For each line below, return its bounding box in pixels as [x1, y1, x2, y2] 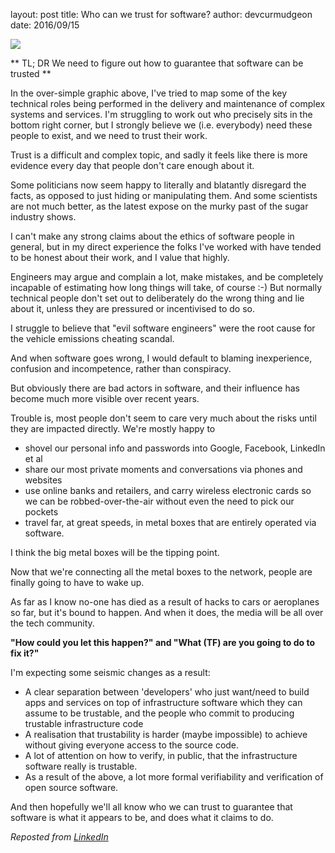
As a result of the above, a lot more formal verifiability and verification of [24, 771, 324, 783]
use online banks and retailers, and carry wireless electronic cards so [24, 485, 312, 496]
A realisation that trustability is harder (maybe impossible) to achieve [24, 729, 308, 740]
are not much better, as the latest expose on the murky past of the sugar [10, 200, 309, 212]
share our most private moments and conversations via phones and [24, 464, 303, 475]
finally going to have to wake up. [10, 577, 145, 588]
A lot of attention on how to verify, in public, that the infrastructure [24, 750, 298, 761]
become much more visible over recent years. [10, 393, 200, 404]
